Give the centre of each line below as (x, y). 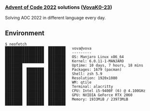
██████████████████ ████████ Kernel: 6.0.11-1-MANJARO (64, 61)
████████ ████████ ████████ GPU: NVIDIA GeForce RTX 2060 (69, 95)
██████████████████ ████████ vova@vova (48, 48)
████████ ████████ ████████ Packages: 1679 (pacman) (63, 70)
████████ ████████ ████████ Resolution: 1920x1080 (61, 78)
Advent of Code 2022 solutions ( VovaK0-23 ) (59, 7)
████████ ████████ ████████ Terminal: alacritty (59, 87)
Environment (25, 33)
